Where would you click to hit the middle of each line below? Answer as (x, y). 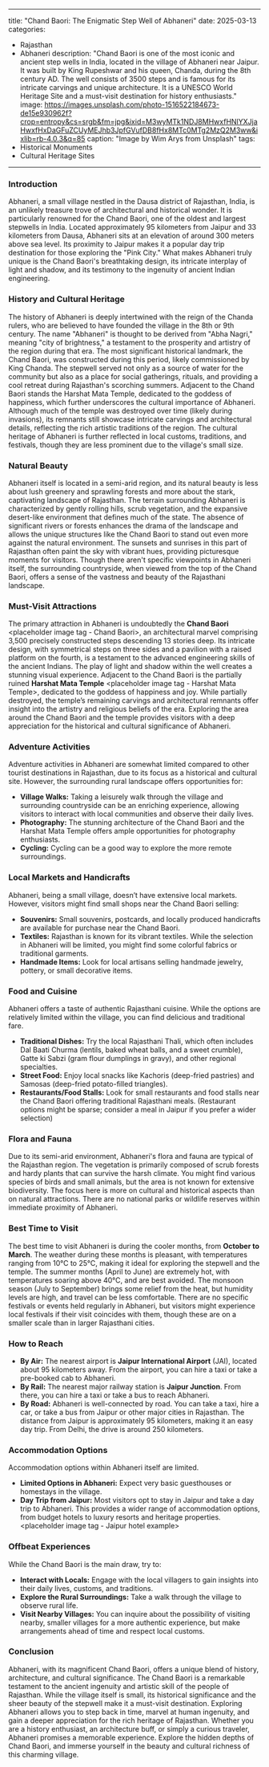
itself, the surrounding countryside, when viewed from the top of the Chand (133, 568)
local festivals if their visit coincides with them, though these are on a (122, 1314)
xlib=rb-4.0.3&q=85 (52, 139)
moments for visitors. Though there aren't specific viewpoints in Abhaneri (130, 560)
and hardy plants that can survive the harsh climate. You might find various (132, 1173)
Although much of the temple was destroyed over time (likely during (120, 410)
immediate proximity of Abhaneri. (63, 1208)
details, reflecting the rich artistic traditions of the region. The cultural (123, 427)
